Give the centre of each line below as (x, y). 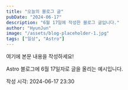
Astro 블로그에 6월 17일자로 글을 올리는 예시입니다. (65, 69)
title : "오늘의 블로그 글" (35, 11)
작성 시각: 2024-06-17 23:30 (40, 81)
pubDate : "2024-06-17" (34, 17)
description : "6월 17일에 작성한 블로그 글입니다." (63, 22)
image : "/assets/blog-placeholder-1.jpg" (58, 34)
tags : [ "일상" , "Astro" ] (35, 39)
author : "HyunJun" (29, 28)
